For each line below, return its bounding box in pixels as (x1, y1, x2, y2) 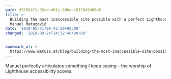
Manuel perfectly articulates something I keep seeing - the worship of (5, 62, 152, 68)
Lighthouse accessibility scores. (5, 68, 73, 74)
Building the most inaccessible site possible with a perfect (10, 17, 145, 22)
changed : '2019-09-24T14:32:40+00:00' (5, 31, 88, 36)
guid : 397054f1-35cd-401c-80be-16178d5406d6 (5, 7, 101, 13)
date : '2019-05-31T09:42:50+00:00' (5, 26, 81, 31)
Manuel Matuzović (10, 21, 47, 27)
